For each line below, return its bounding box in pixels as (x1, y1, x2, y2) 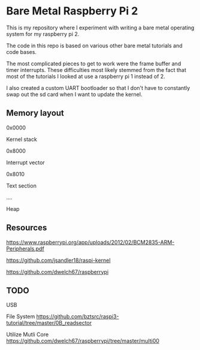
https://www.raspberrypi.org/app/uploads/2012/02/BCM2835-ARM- (6, 239, 175, 246)
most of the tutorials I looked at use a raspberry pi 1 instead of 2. (6, 73, 166, 80)
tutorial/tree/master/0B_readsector (6, 319, 92, 327)
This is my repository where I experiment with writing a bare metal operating (6, 24, 195, 31)
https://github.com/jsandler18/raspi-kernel (6, 257, 111, 264)
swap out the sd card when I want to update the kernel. (6, 90, 143, 98)
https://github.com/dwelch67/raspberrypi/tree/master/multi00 (6, 337, 160, 345)
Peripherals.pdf (6, 245, 45, 252)
